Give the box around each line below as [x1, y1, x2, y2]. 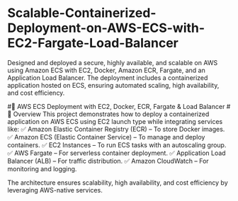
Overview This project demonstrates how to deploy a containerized [13, 110, 210, 118]
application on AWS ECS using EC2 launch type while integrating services [7, 117, 223, 125]
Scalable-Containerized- [7, 5, 157, 21]
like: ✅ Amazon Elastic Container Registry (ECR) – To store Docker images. [7, 125, 225, 133]
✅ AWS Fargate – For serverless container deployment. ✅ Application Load [7, 149, 226, 157]
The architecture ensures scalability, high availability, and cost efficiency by [7, 178, 228, 187]
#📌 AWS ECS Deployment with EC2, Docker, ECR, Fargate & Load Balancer [7, 102, 225, 110]
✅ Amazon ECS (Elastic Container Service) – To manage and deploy [7, 132, 205, 141]
